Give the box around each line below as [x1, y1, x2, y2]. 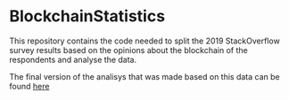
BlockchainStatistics [9, 6, 166, 27]
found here [9, 81, 50, 91]
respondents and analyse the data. [9, 54, 136, 65]
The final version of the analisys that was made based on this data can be [9, 71, 281, 81]
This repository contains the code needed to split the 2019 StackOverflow [9, 35, 281, 46]
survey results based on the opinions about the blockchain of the [9, 44, 248, 55]
